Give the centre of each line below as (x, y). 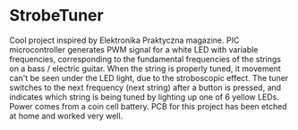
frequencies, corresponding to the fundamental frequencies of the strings (145, 59)
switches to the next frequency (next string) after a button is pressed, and (145, 87)
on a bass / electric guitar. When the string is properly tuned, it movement (145, 69)
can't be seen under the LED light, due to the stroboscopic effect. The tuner (149, 77)
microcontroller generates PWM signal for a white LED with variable (134, 49)
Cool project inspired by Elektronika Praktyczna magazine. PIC (124, 40)
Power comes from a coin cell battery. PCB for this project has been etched (149, 106)
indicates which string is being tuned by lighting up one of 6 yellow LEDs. (145, 97)
